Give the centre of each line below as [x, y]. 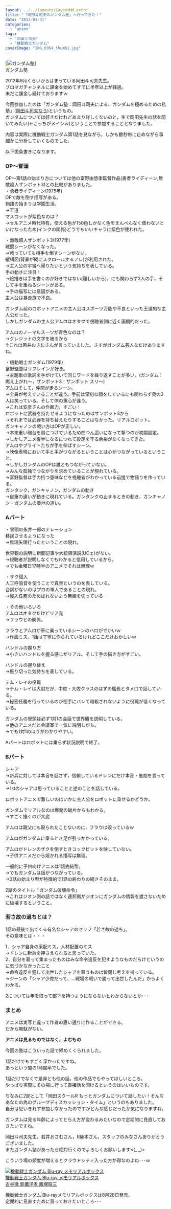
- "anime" [20, 29]
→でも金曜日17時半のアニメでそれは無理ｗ [50, 566]
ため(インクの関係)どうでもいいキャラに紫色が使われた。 [87, 229]
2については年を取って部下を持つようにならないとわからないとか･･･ [77, 996]
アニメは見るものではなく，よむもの [43, 1040]
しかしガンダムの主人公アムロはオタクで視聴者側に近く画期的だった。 [79, 321]
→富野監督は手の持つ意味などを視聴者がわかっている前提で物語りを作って [83, 477]
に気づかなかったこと [28, 966]
